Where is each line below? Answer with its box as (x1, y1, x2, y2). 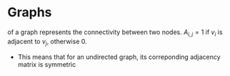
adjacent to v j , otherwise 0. (7, 37, 87, 47)
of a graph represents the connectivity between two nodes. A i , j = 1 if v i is (7, 28, 223, 38)
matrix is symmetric (17, 60, 76, 68)
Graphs (7, 4, 52, 21)
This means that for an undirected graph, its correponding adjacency (17, 53, 221, 61)
